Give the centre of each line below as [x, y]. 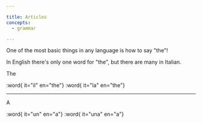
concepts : [19, 22]
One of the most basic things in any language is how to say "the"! [87, 50]
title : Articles [26, 17]
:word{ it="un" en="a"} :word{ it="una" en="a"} [65, 114]
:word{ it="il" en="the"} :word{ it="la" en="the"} [66, 85]
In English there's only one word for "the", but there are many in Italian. [94, 62]
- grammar [24, 28]
